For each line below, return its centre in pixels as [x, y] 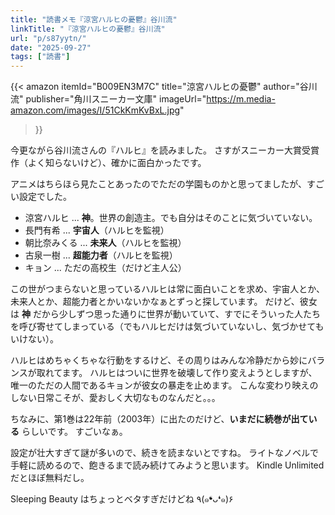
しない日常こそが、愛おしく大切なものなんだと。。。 [115, 398]
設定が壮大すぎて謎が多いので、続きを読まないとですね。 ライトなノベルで [164, 453]
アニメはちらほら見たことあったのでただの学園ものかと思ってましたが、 [159, 184]
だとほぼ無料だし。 [50, 478]
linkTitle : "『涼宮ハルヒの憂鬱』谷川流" [88, 29]
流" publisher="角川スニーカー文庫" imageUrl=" [108, 99]
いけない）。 [34, 339]
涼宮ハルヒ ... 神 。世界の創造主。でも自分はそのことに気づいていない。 [171, 218]
